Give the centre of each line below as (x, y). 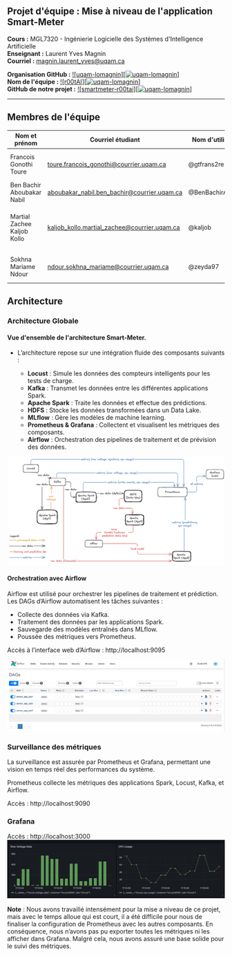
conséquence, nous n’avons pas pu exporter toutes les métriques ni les (109, 931)
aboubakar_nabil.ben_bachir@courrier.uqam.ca (115, 192)
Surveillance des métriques (54, 747)
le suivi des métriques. (39, 946)
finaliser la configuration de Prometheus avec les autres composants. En (110, 924)
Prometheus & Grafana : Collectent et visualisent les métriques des (123, 425)
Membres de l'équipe (54, 117)
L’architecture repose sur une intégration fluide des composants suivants (121, 353)
